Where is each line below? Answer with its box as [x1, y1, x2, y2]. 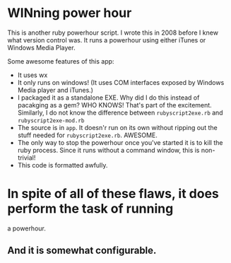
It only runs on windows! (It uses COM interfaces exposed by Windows [17, 78, 225, 86]
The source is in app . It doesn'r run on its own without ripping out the [17, 123, 218, 131]
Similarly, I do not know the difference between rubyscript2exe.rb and [17, 108, 224, 117]
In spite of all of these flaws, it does [7, 186, 219, 202]
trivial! [17, 153, 36, 162]
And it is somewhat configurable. [7, 245, 157, 257]
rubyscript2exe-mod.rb [17, 117, 85, 124]
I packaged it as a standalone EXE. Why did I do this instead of [17, 93, 200, 102]
